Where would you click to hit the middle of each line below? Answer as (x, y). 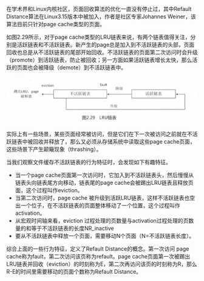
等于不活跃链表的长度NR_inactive (73, 228)
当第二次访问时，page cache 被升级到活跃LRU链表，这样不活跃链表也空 (105, 198)
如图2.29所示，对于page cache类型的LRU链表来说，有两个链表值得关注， (98, 37)
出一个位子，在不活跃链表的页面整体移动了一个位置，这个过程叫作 (97, 205)
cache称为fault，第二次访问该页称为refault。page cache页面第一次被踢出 (98, 256)
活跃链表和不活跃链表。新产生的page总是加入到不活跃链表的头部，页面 (106, 45)
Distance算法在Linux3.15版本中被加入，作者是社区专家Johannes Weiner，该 (101, 16)
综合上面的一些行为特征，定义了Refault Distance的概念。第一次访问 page (98, 249)
